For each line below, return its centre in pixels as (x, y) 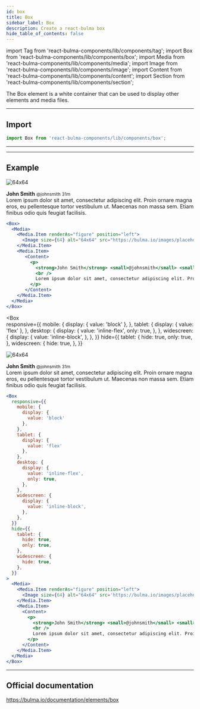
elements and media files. (38, 100)
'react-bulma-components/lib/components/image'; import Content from (94, 70)
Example (23, 168)
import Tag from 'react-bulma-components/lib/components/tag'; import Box (99, 51)
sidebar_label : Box (30, 23)
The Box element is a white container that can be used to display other (93, 94)
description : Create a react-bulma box (56, 28)
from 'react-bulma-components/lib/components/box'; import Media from (96, 57)
